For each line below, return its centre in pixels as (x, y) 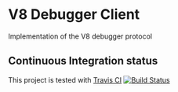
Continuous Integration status (83, 61)
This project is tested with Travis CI (65, 79)
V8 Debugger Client (74, 15)
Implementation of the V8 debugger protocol (80, 36)
